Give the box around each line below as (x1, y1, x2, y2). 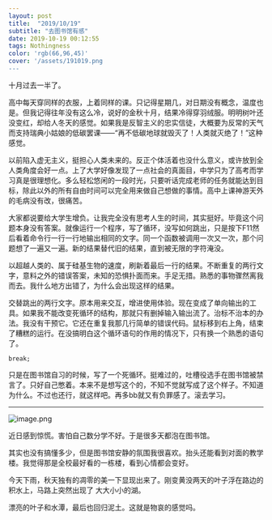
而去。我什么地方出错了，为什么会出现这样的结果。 (8, 280, 179, 290)
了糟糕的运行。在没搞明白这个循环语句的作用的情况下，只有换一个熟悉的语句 (8, 328, 264, 338)
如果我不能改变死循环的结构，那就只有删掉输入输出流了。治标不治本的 (22, 308, 257, 318)
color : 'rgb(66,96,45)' (8, 49, 89, 58)
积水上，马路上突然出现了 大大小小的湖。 (8, 485, 146, 495)
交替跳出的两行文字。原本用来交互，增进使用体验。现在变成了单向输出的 (8, 297, 249, 308)
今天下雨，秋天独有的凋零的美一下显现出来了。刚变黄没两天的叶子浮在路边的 (8, 475, 264, 484)
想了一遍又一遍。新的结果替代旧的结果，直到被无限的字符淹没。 (15, 243, 228, 253)
